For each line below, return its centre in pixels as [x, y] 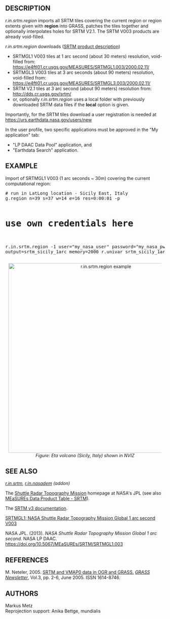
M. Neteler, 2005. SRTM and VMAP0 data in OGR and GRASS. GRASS [78, 572]
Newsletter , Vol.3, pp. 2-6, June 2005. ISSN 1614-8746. [63, 578]
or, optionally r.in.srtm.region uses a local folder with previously [79, 99]
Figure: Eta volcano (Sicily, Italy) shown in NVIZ [85, 455]
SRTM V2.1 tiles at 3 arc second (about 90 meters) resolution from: [82, 89]
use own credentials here [69, 223]
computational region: [28, 184]
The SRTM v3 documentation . [36, 508]
